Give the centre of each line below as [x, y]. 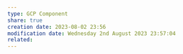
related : [20, 40]
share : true [25, 20]
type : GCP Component [38, 14]
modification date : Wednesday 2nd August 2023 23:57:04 [91, 33]
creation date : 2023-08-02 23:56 [57, 27]
